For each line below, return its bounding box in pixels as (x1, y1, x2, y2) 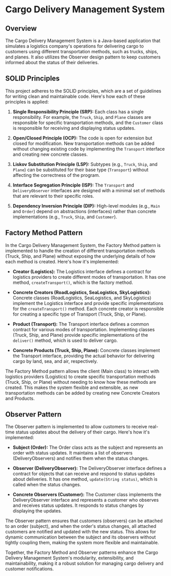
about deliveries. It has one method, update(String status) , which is (12, 476, 158, 482)
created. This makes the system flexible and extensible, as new (5, 384, 139, 390)
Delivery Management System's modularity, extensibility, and (5, 555, 134, 561)
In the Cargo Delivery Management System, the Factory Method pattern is (5, 242, 161, 248)
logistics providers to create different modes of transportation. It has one (12, 274, 166, 280)
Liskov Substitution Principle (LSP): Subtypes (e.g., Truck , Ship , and (12, 161, 158, 167)
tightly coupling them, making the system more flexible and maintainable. (5, 540, 159, 546)
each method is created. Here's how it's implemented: (5, 258, 119, 264)
